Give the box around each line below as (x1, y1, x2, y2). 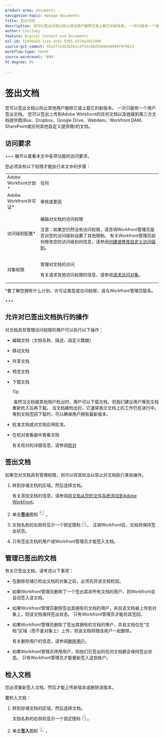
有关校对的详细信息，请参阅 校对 (12, 442, 77, 448)
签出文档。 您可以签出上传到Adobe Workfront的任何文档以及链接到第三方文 (5, 111, 157, 117)
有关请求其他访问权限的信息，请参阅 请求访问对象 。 (40, 272, 143, 278)
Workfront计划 (7, 180, 37, 186)
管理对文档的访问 (40, 261, 75, 267)
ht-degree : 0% (5, 59, 34, 65)
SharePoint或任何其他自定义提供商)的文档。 (5, 123, 93, 129)
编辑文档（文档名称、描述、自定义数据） (12, 337, 94, 343)
